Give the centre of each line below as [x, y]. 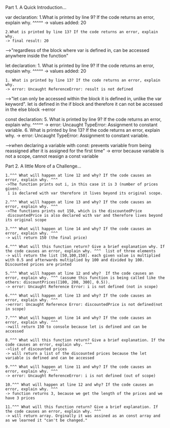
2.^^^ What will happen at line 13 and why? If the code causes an [78, 202]
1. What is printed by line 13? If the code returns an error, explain [83, 80]
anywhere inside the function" [37, 56]
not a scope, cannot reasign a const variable [52, 156]
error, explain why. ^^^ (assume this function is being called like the [85, 278]
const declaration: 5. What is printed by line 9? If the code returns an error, [83, 119]
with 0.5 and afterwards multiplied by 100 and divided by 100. [75, 260]
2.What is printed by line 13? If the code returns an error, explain [82, 32]
